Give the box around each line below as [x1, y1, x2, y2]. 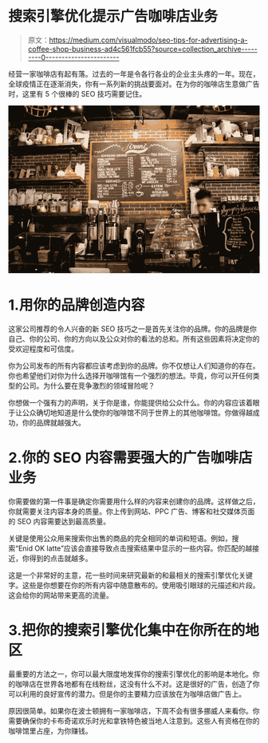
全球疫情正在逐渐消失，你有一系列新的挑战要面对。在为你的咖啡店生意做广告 [8, 79, 260, 89]
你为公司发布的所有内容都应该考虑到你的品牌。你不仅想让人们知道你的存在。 [8, 361, 260, 370]
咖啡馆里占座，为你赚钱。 [8, 725, 93, 735]
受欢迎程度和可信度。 [8, 344, 78, 354]
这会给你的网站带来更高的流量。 [8, 590, 113, 599]
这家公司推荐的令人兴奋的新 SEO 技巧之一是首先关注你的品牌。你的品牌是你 [8, 324, 257, 334]
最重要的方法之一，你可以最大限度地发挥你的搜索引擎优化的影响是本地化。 [8, 669, 253, 678]
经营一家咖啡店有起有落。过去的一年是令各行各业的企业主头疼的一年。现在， [8, 69, 260, 78]
